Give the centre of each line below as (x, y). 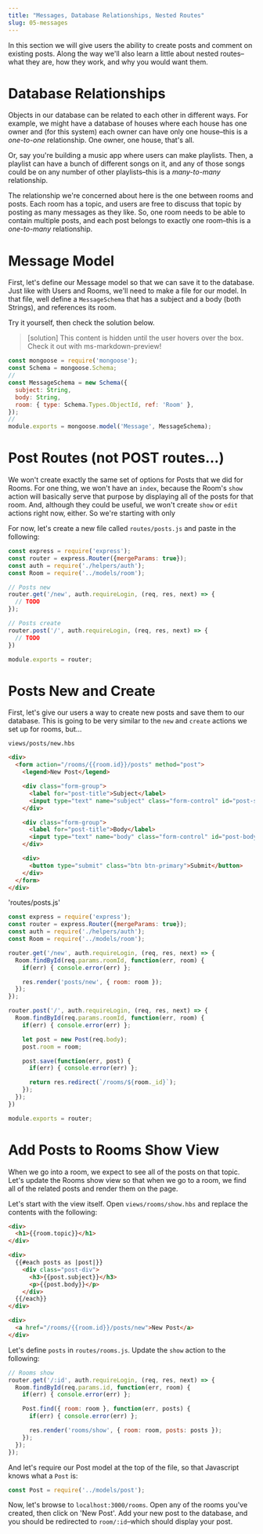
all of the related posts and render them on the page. (93, 1188)
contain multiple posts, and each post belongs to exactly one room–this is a (130, 221)
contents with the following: (53, 1212)
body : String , (38, 397)
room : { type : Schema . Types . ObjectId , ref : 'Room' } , (104, 405)
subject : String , (43, 390)
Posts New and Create (82, 691)
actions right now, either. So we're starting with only (92, 513)
